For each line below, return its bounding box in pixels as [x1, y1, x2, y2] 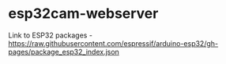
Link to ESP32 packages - [8, 30, 93, 40]
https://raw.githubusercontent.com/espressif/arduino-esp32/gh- [8, 38, 219, 48]
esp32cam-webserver [8, 5, 159, 23]
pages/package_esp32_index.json [8, 47, 120, 56]
